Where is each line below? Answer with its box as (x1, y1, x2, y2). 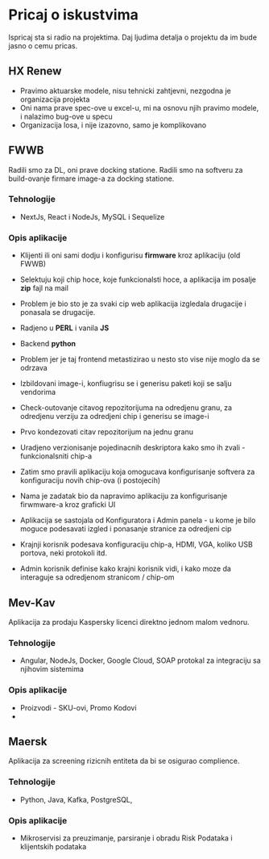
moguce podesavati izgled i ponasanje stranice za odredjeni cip (19, 524, 232, 534)
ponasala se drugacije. (19, 308, 96, 317)
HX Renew (8, 65, 62, 78)
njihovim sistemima (19, 664, 85, 674)
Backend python (19, 339, 77, 349)
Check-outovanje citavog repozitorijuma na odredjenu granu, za (19, 403, 232, 413)
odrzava (19, 363, 48, 373)
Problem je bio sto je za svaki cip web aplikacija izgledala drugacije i (19, 299, 247, 308)
